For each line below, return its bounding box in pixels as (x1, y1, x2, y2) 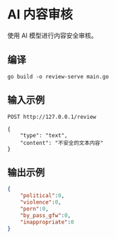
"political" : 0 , (20, 192, 65, 199)
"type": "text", (20, 132, 69, 139)
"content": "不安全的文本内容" (20, 139, 104, 146)
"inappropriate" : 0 (20, 218, 74, 226)
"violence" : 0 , (20, 199, 62, 206)
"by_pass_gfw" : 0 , (20, 211, 71, 219)
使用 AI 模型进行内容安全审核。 (7, 31, 98, 40)
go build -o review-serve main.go (7, 73, 110, 80)
